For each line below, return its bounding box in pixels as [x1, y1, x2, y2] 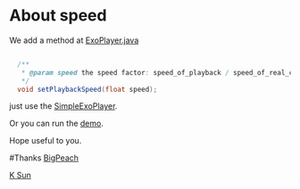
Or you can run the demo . [9, 118, 104, 129]
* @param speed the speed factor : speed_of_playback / [21, 68, 229, 77]
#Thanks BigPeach [9, 152, 79, 163]
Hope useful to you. [9, 136, 82, 146]
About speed [9, 5, 107, 26]
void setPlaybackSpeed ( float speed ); [17, 85, 158, 94]
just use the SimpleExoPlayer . [9, 101, 118, 111]
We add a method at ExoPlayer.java [9, 35, 139, 45]
